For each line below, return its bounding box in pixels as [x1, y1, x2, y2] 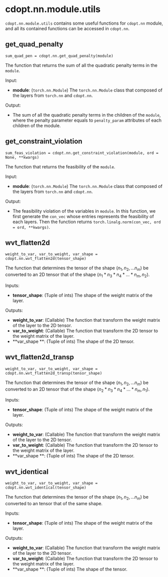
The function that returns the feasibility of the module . [5, 163, 116, 169]
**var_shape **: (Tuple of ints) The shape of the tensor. [12, 566, 128, 572]
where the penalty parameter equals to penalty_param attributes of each [12, 117, 162, 123]
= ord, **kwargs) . [12, 224, 50, 230]
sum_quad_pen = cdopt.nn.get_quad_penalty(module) [5, 53, 114, 58]
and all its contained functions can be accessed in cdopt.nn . [5, 25, 130, 31]
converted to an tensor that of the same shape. [5, 500, 103, 506]
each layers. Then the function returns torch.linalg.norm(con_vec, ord [12, 219, 161, 225]
